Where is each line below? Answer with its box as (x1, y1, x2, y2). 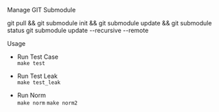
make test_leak (16, 79, 61, 86)
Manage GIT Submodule (7, 6, 76, 14)
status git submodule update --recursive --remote (7, 27, 149, 34)
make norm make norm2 (16, 100, 78, 107)
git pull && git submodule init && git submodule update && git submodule (7, 19, 212, 27)
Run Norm (16, 92, 46, 99)
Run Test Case (16, 53, 58, 61)
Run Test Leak (16, 72, 58, 80)
